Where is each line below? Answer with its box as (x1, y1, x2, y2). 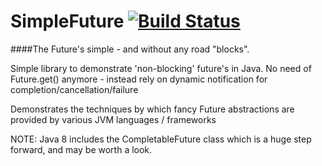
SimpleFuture (10, 10, 125, 33)
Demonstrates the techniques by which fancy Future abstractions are (10, 103, 295, 115)
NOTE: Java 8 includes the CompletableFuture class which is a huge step (10, 133, 312, 145)
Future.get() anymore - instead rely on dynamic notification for (10, 73, 268, 85)
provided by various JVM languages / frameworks (10, 113, 217, 125)
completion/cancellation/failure (10, 83, 139, 95)
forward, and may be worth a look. (10, 143, 153, 155)
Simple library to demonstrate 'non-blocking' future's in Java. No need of (10, 62, 312, 74)
